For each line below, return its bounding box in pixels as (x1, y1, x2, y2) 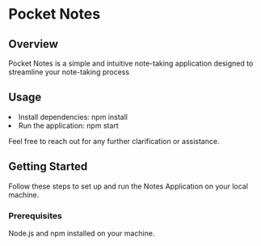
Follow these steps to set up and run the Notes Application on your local (8, 181, 249, 191)
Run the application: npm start (19, 121, 119, 130)
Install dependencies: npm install (19, 112, 128, 121)
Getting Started (8, 159, 88, 174)
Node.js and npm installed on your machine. (8, 228, 155, 238)
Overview (8, 37, 59, 51)
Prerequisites (8, 210, 62, 221)
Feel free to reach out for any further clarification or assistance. (8, 136, 220, 146)
